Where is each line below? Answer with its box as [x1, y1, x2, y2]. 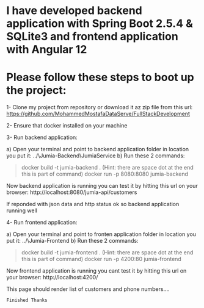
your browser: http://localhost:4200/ [6, 274, 98, 281]
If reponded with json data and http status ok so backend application [6, 201, 180, 208]
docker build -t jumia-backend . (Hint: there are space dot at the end [21, 164, 194, 171]
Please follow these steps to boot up [6, 71, 194, 84]
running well [6, 207, 38, 214]
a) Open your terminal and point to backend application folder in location [6, 146, 189, 153]
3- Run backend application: [6, 134, 78, 141]
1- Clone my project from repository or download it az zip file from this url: [6, 104, 193, 111]
